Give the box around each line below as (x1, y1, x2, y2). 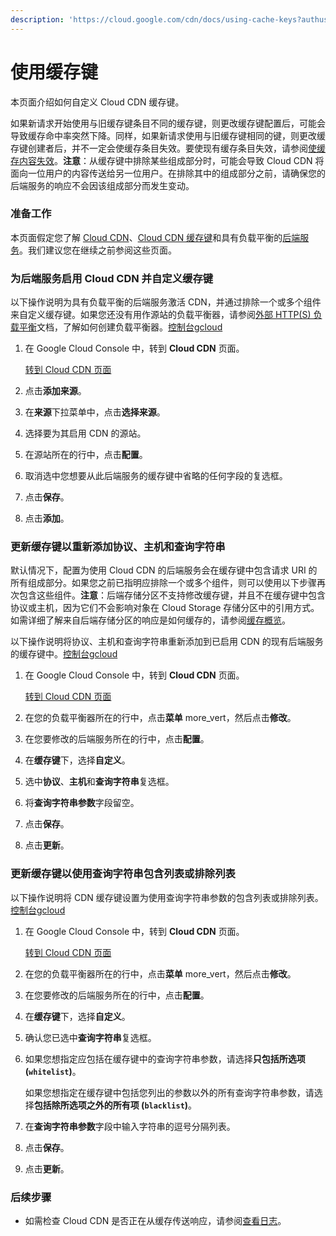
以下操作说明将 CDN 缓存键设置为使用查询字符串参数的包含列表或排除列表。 (10, 891, 324, 903)
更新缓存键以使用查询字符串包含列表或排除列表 (10, 867, 236, 881)
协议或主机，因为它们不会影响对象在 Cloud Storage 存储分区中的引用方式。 (10, 602, 320, 614)
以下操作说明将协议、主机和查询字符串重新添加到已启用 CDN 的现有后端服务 (10, 636, 324, 648)
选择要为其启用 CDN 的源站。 (24, 427, 147, 440)
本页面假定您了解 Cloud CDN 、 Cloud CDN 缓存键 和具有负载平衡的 (10, 231, 283, 243)
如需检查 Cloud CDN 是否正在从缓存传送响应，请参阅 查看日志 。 (24, 1215, 287, 1227)
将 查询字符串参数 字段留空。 (24, 797, 140, 809)
